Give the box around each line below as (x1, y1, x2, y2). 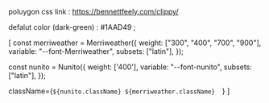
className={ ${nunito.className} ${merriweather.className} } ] (8, 86, 230, 96)
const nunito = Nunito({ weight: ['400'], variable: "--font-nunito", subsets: (8, 62, 252, 72)
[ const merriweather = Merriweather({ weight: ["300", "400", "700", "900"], (8, 38, 262, 47)
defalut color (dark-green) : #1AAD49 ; (8, 23, 136, 31)
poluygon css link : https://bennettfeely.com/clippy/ (8, 7, 179, 16)
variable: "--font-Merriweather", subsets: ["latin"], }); (8, 47, 184, 56)
